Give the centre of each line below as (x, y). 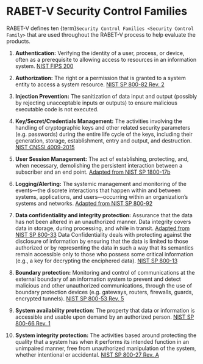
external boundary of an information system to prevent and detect (98, 279)
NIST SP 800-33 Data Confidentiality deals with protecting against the (103, 234)
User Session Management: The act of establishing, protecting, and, (102, 159)
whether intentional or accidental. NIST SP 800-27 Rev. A (87, 355)
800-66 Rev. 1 (33, 323)
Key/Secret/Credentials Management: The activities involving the (99, 121)
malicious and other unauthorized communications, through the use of (103, 285)
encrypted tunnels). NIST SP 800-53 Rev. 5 (69, 299)
